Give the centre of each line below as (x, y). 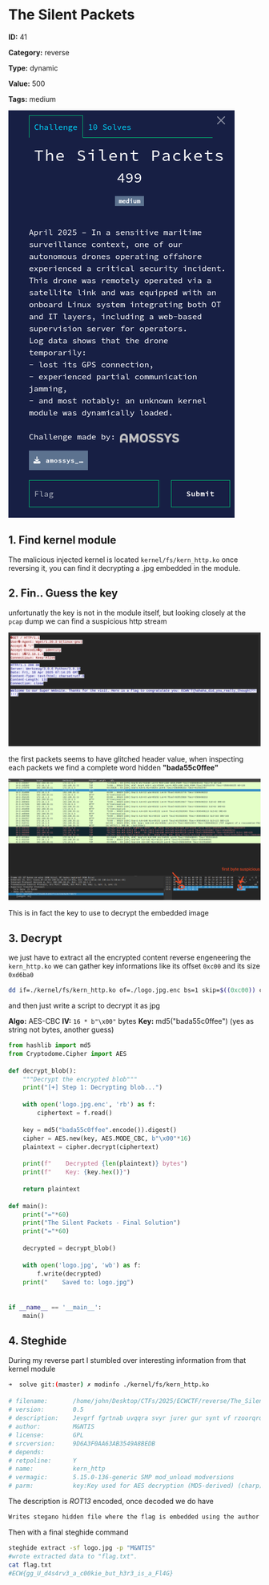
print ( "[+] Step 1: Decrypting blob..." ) (92, 1088)
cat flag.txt (30, 1565)
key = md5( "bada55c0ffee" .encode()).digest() (100, 1130)
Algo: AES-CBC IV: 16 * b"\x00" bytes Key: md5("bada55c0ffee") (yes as (131, 1021)
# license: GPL (46, 1435)
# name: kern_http (57, 1469)
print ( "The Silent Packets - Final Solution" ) (102, 1223)
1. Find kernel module (62, 540)
